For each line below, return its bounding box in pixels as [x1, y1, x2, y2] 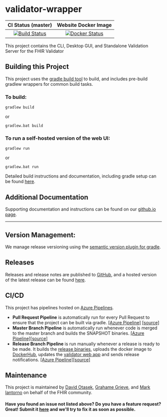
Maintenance [5, 371, 47, 380]
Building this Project [5, 62, 69, 71]
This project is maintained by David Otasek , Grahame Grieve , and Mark [5, 384, 151, 390]
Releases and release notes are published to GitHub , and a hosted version [5, 271, 157, 277]
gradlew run [5, 146, 30, 151]
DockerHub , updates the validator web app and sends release [12, 351, 140, 357]
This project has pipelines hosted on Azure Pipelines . [5, 304, 114, 310]
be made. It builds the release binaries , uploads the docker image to [12, 346, 152, 352]
